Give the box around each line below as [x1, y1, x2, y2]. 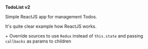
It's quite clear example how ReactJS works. [5, 23, 96, 29]
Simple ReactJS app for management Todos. [5, 14, 97, 19]
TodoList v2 [5, 4, 30, 10]
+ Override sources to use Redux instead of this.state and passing [5, 33, 143, 39]
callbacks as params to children [5, 38, 71, 44]
